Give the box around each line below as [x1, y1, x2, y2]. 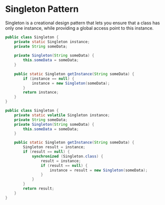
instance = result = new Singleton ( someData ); [49, 167, 148, 173]
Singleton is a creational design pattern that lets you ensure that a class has [5, 20, 160, 26]
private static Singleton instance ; [14, 39, 90, 44]
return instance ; [23, 90, 59, 95]
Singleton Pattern [5, 3, 79, 15]
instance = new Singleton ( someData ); [31, 81, 110, 86]
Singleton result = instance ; [23, 145, 85, 150]
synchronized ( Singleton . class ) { [31, 154, 103, 159]
